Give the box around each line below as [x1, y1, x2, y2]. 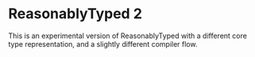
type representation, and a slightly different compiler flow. [8, 39, 198, 48]
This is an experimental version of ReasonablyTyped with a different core [8, 31, 248, 40]
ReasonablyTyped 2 [8, 5, 143, 23]
